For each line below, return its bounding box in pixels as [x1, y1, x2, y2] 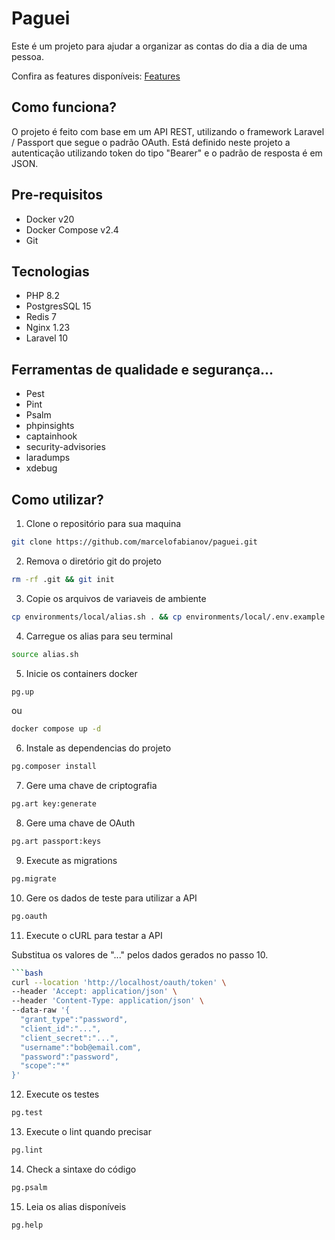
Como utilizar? [11, 491, 104, 508]
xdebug [25, 462, 58, 474]
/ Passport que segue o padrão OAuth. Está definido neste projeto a [11, 136, 291, 148]
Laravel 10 [25, 332, 69, 344]
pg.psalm [11, 1182, 48, 1192]
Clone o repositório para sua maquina [25, 518, 182, 529]
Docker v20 [25, 213, 75, 225]
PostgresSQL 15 [25, 300, 92, 312]
